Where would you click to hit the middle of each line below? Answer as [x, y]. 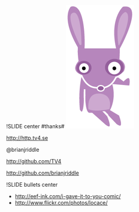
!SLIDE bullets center [32, 185]
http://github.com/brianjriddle [43, 173]
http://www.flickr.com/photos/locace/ [61, 203]
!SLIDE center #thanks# [35, 126]
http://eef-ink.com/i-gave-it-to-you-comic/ [68, 196]
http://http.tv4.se [27, 138]
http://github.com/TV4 [34, 161]
